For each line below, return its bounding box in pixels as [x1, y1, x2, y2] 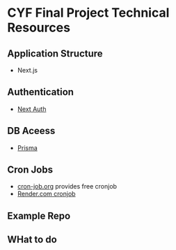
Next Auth [17, 105, 47, 113]
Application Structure [7, 47, 103, 59]
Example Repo [7, 209, 71, 221]
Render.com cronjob [17, 190, 76, 198]
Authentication [7, 86, 74, 98]
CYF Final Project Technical [7, 5, 170, 21]
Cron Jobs [7, 164, 54, 176]
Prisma [17, 143, 38, 152]
